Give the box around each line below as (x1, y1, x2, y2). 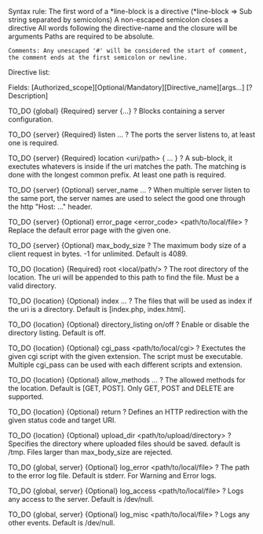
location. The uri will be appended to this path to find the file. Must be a (8, 272, 239, 282)
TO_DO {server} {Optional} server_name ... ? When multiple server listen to (8, 185, 250, 195)
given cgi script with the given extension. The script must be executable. (8, 352, 243, 360)
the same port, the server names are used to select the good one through (8, 194, 246, 203)
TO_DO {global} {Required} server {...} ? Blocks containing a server (8, 106, 225, 115)
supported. (8, 392, 44, 401)
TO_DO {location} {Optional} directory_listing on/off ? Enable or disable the (8, 320, 250, 329)
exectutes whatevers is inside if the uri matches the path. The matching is (8, 162, 247, 171)
